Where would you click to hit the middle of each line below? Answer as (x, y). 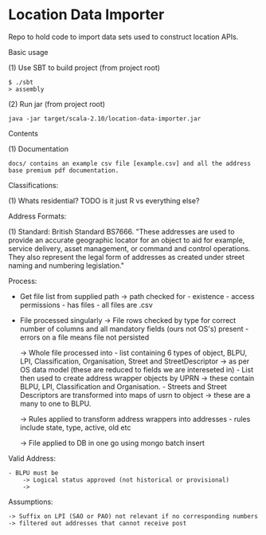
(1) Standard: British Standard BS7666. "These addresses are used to (121, 231)
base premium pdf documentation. (64, 170)
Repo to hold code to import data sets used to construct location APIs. (123, 37)
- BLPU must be (33, 473)
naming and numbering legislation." (66, 266)
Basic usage (29, 52)
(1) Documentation (39, 148)
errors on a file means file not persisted (84, 337)
